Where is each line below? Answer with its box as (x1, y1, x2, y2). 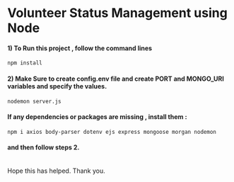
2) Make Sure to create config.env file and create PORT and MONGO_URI (7, 74, 224, 83)
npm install (7, 59, 42, 67)
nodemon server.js (7, 98, 62, 105)
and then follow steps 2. (7, 143, 80, 152)
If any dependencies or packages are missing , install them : (7, 113, 187, 121)
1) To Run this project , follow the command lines (7, 44, 153, 52)
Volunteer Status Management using (7, 5, 228, 21)
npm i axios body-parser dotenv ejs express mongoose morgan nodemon (7, 128, 217, 135)
